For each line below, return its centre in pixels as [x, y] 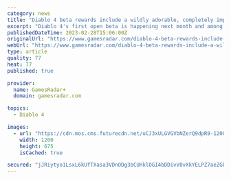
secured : [20, 165]
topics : [18, 108]
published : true [30, 71]
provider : [21, 83]
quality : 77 [24, 58]
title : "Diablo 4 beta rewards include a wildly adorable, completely [110, 20]
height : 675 [36, 146]
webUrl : [18, 45]
